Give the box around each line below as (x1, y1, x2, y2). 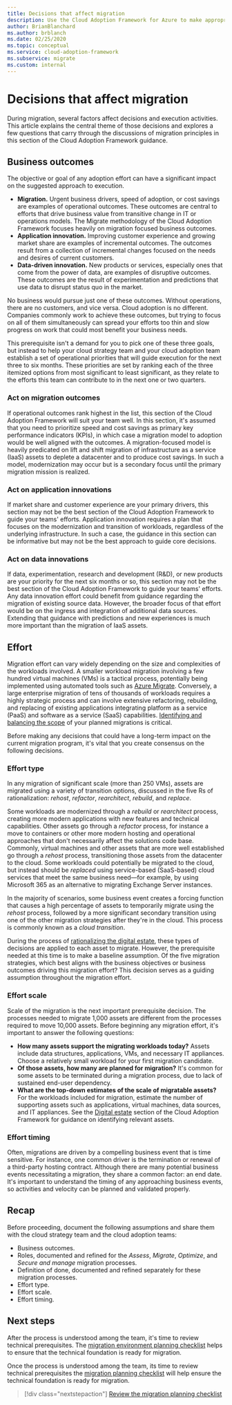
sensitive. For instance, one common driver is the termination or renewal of (7, 1155, 221, 1163)
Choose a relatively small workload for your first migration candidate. (17, 1056, 214, 1065)
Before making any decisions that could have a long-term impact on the (7, 732, 211, 740)
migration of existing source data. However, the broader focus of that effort (7, 599, 221, 608)
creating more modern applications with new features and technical (7, 815, 200, 823)
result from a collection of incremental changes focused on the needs (17, 246, 216, 255)
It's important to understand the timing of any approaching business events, (7, 1177, 223, 1185)
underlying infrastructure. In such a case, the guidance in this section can (7, 530, 217, 538)
